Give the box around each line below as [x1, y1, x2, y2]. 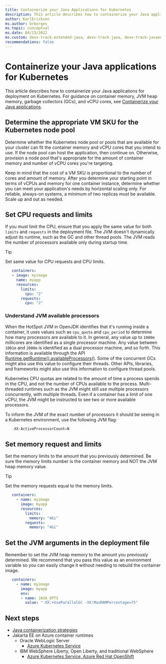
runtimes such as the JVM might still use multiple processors [24, 386, 149, 392]
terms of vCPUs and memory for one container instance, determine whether [5, 180, 161, 186]
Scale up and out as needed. [5, 196, 64, 202]
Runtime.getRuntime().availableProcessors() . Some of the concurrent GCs [5, 355, 156, 361]
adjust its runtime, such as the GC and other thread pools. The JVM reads [5, 234, 155, 240]
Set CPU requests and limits [5, 210, 93, 219]
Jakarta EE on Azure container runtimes [12, 632, 94, 638]
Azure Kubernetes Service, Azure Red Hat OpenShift [27, 654, 134, 660]
